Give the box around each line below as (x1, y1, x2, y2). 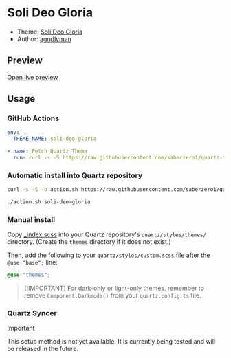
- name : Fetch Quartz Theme (7, 148, 88, 155)
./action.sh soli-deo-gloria (7, 199, 91, 205)
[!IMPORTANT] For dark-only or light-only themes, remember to (23, 284, 205, 293)
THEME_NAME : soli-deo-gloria (13, 135, 97, 142)
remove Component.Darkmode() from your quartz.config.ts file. (23, 291, 201, 300)
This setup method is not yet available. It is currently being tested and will (7, 337, 215, 346)
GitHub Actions (7, 113, 60, 123)
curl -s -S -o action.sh (7, 186, 78, 193)
